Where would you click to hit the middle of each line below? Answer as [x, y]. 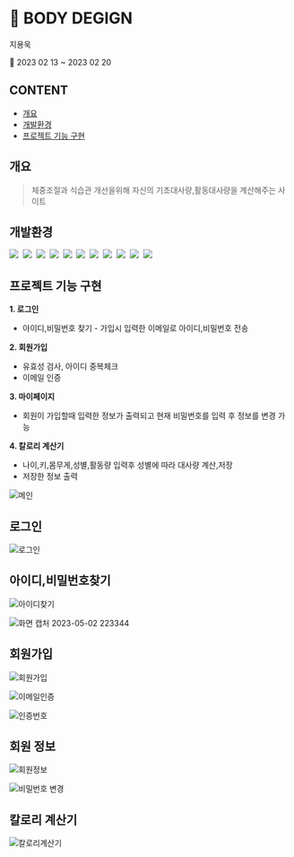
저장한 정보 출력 [50, 477]
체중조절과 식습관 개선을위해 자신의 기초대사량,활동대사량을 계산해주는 [153, 190]
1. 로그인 [24, 310]
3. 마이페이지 [32, 397]
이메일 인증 [42, 378]
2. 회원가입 [28, 347]
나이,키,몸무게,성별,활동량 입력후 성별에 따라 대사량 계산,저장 [127, 465]
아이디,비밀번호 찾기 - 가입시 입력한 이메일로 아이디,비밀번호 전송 [135, 328]
